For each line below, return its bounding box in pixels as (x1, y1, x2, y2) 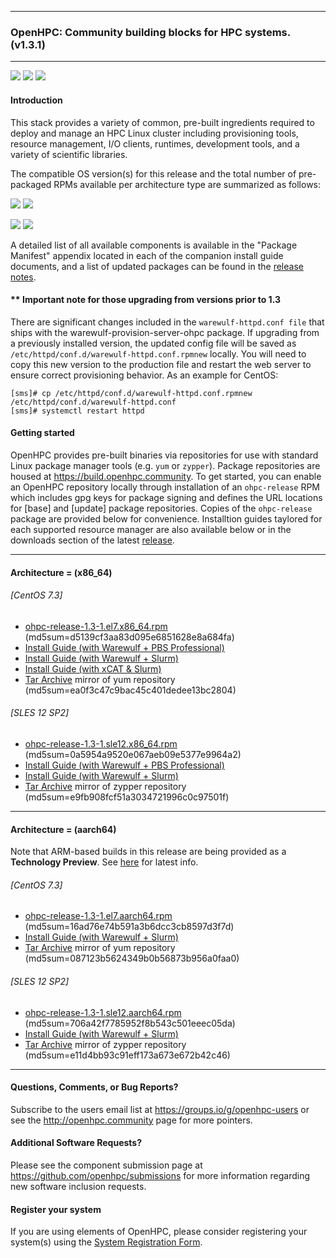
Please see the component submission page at (10, 1159, 203, 1171)
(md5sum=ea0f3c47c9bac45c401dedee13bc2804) (24, 684, 237, 696)
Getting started (10, 427, 75, 439)
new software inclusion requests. (10, 1180, 147, 1192)
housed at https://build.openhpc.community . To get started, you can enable (10, 470, 322, 482)
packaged (10, 178, 52, 190)
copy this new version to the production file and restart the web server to (10, 358, 312, 370)
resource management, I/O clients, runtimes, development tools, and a (10, 137, 300, 150)
